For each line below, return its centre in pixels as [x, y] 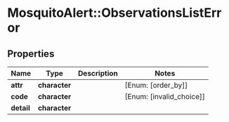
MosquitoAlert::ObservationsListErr [115, 13]
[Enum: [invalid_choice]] [165, 96]
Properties [31, 54]
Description [98, 73]
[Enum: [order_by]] [156, 85]
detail [20, 108]
